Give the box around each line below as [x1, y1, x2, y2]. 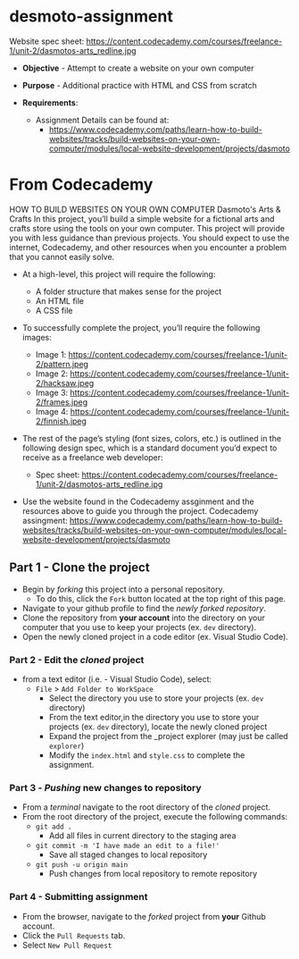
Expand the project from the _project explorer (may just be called [48, 730, 288, 741]
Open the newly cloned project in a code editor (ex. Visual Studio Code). [21, 631, 288, 642]
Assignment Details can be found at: [35, 114, 170, 125]
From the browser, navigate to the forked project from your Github [21, 911, 266, 921]
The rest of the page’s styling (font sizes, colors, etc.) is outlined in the [21, 433, 282, 443]
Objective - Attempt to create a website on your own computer [21, 63, 254, 73]
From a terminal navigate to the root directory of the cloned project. [21, 802, 270, 812]
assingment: [21, 515, 68, 526]
